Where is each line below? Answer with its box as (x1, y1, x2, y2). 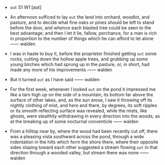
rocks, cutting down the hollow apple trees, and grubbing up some (10, 56, 148, 62)
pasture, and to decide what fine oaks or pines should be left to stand (10, 20, 154, 25)
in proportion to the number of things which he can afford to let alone (10, 35, 153, 41)
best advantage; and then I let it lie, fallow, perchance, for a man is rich (10, 30, 157, 36)
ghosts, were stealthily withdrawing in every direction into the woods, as (10, 113, 160, 119)
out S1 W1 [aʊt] (10, 5, 42, 10)
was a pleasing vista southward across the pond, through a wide (10, 134, 144, 139)
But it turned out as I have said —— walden (10, 77, 100, 82)
